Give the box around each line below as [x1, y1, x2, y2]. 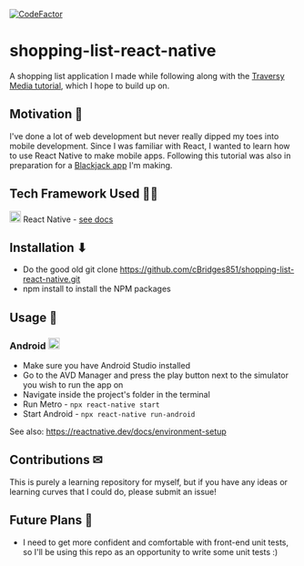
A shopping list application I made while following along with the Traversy [9, 70, 285, 81]
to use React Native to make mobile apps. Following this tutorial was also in [9, 150, 291, 161]
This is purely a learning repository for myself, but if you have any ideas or [9, 476, 289, 487]
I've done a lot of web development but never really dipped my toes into [9, 130, 279, 141]
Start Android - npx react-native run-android [22, 409, 196, 419]
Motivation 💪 [9, 106, 84, 122]
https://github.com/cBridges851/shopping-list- [119, 264, 295, 275]
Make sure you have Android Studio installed [22, 360, 191, 371]
